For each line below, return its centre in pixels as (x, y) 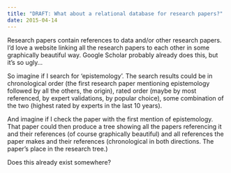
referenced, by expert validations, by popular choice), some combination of (116, 98)
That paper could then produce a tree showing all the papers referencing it (114, 126)
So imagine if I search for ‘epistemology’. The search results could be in (110, 76)
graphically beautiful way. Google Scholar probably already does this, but (113, 55)
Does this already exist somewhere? (59, 162)
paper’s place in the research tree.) (58, 149)
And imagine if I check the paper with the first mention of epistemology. (110, 119)
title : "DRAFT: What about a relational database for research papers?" (115, 14)
